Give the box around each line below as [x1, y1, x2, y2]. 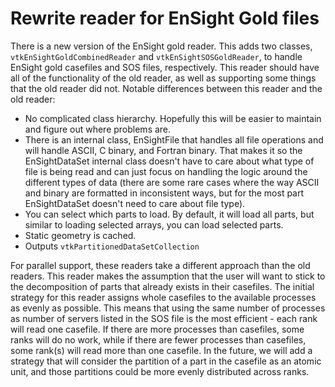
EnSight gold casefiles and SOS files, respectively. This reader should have [10, 61, 320, 73]
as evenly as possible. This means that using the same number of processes [10, 302, 326, 314]
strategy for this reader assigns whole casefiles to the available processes [10, 291, 317, 303]
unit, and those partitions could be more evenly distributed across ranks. [10, 365, 310, 377]
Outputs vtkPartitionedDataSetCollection [24, 240, 200, 252]
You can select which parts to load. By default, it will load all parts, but [24, 208, 315, 220]
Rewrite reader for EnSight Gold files [10, 7, 320, 30]
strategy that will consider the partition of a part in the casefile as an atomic [10, 355, 322, 367]
